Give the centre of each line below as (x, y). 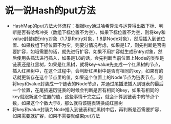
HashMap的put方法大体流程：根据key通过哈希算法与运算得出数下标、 (85, 26)
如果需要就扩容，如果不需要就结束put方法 (56, 116)
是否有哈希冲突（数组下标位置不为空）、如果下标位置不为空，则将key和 (91, 32)
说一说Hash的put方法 (50, 11)
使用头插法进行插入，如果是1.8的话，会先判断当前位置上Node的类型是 (90, 58)
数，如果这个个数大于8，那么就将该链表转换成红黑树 (68, 103)
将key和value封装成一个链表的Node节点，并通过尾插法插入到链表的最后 (88, 83)
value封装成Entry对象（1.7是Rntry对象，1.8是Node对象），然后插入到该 (87, 39)
